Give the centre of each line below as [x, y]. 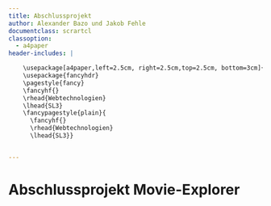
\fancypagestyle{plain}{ [65, 113]
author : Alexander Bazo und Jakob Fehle [77, 23]
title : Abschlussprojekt [50, 16]
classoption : [30, 38]
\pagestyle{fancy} [54, 83]
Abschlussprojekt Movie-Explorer [124, 189]
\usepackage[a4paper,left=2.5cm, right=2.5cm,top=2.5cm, [121, 68]
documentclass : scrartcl [50, 31]
